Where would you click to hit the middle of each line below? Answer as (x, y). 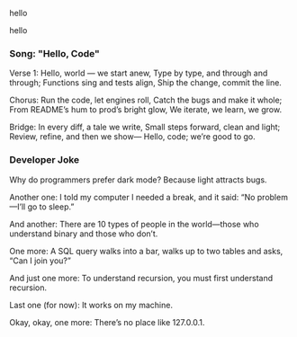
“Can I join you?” (40, 261)
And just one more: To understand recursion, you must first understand (141, 278)
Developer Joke (45, 160)
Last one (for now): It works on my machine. (91, 305)
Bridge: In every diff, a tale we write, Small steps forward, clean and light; (145, 127)
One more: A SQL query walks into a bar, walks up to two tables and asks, (146, 251)
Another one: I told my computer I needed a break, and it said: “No (132, 197)
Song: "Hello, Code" (55, 53)
